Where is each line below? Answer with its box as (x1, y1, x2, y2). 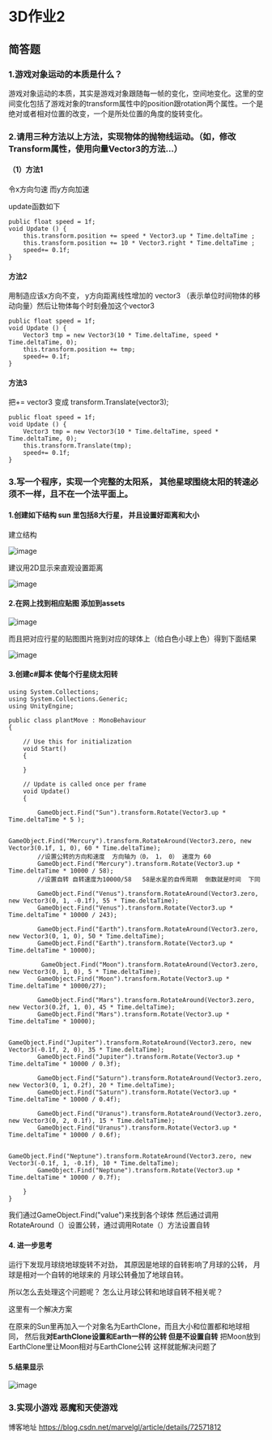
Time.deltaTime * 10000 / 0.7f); (8, 1173, 121, 1181)
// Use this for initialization (23, 737, 132, 746)
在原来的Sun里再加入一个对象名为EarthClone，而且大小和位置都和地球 (8, 1322, 243, 1331)
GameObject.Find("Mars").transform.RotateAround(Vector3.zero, (37, 996, 255, 1004)
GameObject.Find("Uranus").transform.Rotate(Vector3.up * (37, 1124, 237, 1132)
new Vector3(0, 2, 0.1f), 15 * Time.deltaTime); (8, 1116, 176, 1125)
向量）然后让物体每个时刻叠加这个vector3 (15, 301, 155, 311)
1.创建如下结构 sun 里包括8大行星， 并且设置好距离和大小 (8, 510, 200, 520)
